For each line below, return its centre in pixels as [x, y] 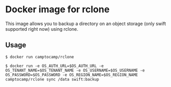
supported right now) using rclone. [42, 29]
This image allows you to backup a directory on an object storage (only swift [86, 24]
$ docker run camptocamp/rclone [40, 57]
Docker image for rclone [57, 9]
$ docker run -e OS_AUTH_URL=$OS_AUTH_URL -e [54, 66]
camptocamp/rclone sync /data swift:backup [52, 79]
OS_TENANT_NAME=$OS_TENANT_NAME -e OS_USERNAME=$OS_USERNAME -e [75, 70]
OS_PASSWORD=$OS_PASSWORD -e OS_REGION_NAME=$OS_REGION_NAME [72, 75]
